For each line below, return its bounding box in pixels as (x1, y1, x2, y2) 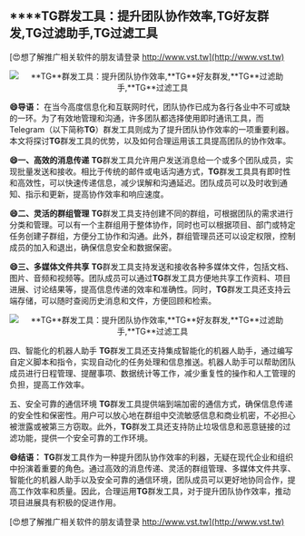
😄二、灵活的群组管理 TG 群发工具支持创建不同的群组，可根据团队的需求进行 (9, 208, 293, 219)
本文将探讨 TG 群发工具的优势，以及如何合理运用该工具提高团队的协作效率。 (9, 135, 291, 146)
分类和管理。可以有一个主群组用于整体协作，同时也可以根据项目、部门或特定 (9, 219, 296, 229)
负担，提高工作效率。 (9, 379, 89, 390)
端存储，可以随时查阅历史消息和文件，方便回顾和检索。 (9, 295, 216, 306)
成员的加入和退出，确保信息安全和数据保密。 (9, 241, 177, 252)
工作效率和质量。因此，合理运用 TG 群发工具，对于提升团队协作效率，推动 (16, 485, 291, 496)
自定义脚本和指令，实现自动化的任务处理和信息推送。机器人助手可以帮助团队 (9, 356, 296, 367)
